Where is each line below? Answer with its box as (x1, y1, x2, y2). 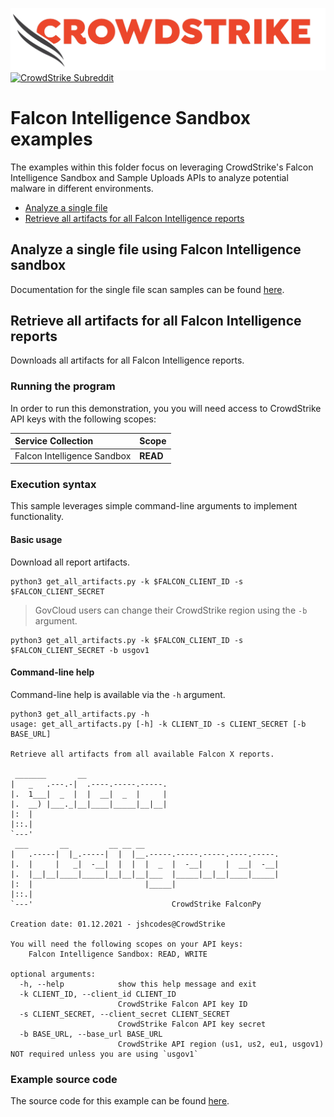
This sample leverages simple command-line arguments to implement (10, 500, 298, 512)
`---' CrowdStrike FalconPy (10, 899, 262, 909)
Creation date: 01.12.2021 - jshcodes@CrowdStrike (10, 919, 226, 929)
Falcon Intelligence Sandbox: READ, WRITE (28, 949, 208, 959)
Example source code (10, 1072, 118, 1086)
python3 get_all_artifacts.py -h (10, 709, 150, 719)
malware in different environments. (10, 182, 154, 194)
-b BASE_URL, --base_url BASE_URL (19, 1029, 163, 1039)
